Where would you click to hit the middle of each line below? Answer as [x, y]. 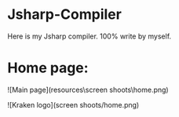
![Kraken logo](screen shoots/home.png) [73, 104]
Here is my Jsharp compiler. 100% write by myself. [89, 36]
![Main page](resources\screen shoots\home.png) [88, 90]
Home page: [48, 68]
